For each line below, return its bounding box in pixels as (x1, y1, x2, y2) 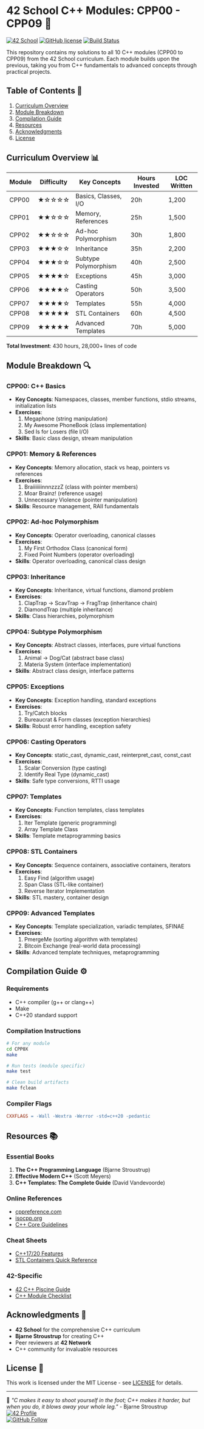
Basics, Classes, (75, 191, 122, 200)
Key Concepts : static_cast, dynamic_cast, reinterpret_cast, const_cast (15, 751, 191, 759)
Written (170, 181, 193, 190)
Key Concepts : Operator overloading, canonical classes (15, 531, 156, 539)
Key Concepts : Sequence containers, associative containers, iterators (15, 861, 191, 868)
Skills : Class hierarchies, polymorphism (15, 612, 115, 620)
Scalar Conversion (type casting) (24, 764, 107, 771)
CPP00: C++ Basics (6, 381, 66, 390)
